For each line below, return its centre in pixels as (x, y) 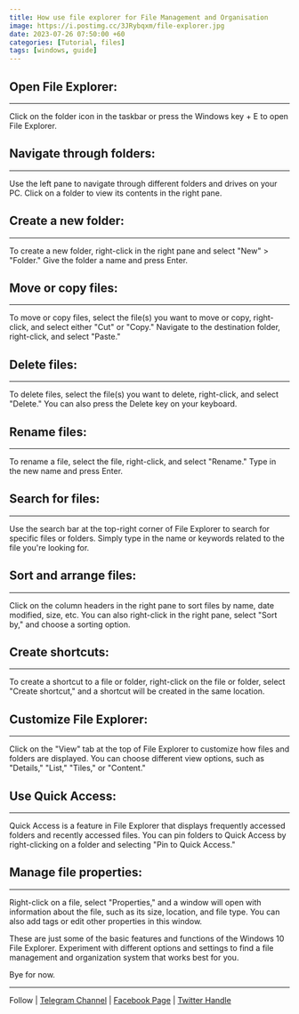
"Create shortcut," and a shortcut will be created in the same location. (137, 691)
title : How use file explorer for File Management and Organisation (139, 17)
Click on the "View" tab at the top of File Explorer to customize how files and (149, 749)
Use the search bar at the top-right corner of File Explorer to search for (139, 528)
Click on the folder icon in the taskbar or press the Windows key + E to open (149, 116)
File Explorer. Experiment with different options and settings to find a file (141, 947)
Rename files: (48, 432)
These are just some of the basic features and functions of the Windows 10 (147, 938)
